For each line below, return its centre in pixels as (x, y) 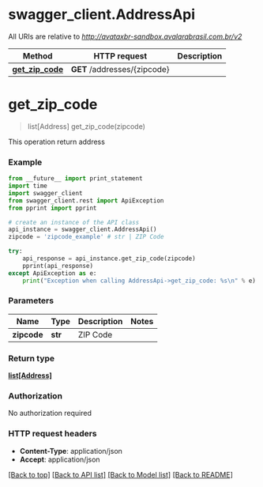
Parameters (31, 300)
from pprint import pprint (53, 208)
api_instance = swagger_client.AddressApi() (83, 230)
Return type (32, 358)
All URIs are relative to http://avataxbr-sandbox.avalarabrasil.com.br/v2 (125, 36)
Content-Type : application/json (71, 451)
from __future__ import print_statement (76, 179)
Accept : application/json (60, 459)
